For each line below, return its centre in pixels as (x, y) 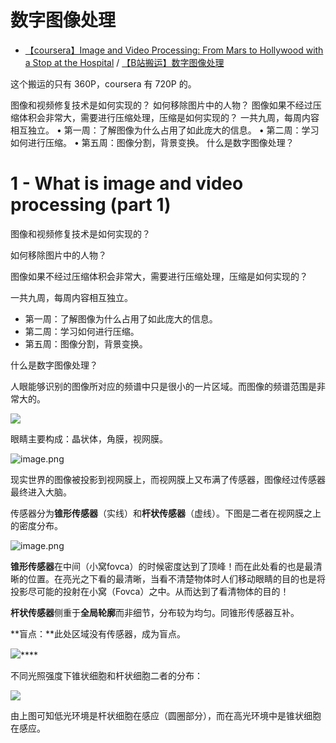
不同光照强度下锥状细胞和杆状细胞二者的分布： (106, 675)
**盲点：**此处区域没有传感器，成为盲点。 (98, 633)
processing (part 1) (91, 205)
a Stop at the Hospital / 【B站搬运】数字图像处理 (124, 62)
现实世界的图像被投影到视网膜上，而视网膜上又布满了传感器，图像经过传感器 (168, 479)
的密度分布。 (36, 525)
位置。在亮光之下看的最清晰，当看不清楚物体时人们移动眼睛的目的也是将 (176, 578)
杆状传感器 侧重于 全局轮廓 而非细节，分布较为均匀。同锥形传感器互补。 (155, 612)
